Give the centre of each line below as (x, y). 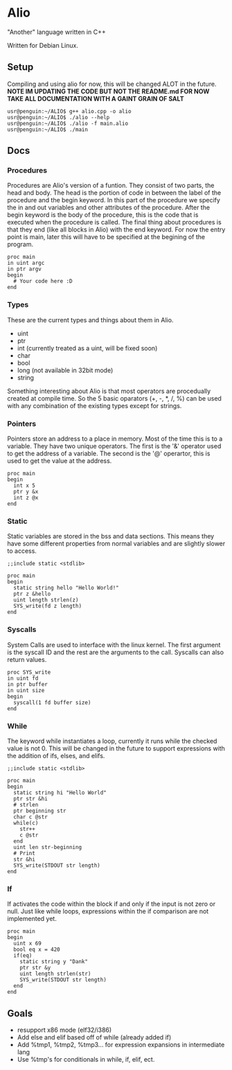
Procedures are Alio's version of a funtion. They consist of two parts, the (111, 186)
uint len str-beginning (47, 847)
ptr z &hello (32, 594)
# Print (25, 853)
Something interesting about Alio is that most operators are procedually (109, 391)
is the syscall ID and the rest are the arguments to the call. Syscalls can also (115, 652)
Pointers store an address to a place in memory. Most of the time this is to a (115, 439)
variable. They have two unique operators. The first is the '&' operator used (114, 446)
